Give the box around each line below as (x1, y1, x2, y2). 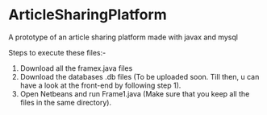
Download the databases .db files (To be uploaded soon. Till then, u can (19, 72, 260, 81)
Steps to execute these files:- (8, 47, 106, 57)
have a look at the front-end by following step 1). (19, 80, 181, 90)
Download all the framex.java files (19, 63, 133, 73)
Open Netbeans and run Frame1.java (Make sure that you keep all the (19, 88, 250, 98)
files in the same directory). (19, 97, 111, 107)
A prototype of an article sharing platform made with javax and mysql (8, 32, 238, 42)
